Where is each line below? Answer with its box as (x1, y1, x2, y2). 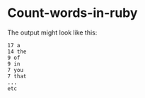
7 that (7, 73, 27, 80)
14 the (7, 48, 27, 55)
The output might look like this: (7, 28, 98, 37)
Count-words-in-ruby (7, 5, 138, 21)
